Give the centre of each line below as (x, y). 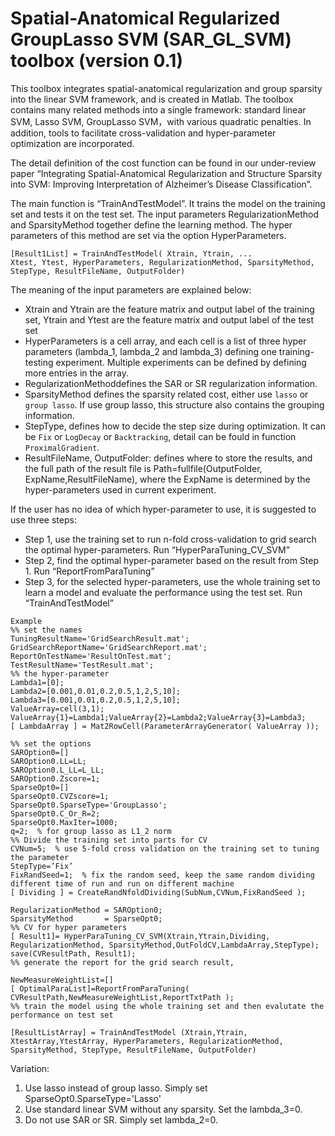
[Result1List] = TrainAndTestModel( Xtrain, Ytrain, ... (131, 253)
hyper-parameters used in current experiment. (120, 489)
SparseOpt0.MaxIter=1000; (64, 822)
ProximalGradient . (62, 447)
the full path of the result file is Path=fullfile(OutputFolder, (143, 468)
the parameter (40, 857)
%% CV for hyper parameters (69, 927)
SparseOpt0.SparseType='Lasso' (93, 1098)
